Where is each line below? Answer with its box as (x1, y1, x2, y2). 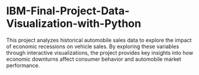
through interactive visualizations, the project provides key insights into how (6, 49, 194, 56)
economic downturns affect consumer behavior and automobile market (6, 55, 182, 62)
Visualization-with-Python (6, 17, 142, 30)
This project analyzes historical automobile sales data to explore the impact (6, 36, 192, 43)
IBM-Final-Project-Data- (6, 4, 130, 18)
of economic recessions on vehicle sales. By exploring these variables (6, 43, 179, 50)
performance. (6, 61, 40, 69)
